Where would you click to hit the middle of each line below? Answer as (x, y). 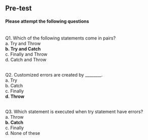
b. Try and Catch (23, 49)
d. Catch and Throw (26, 59)
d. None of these (23, 133)
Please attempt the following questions (47, 21)
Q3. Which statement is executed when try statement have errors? (74, 112)
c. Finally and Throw (27, 54)
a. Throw (14, 117)
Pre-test (18, 8)
